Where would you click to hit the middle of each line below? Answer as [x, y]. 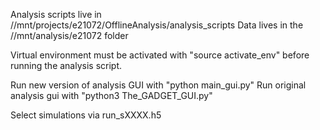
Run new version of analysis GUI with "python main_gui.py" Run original [158, 85]
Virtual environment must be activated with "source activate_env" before [160, 55]
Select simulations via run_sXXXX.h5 [86, 115]
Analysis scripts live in [56, 14]
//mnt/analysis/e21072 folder [69, 35]
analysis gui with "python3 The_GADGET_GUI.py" [111, 95]
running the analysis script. [66, 65]
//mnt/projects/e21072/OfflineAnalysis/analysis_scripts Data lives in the [157, 25]
